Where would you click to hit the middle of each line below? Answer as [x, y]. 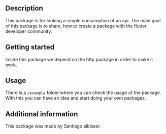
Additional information [42, 114]
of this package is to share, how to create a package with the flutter [76, 26]
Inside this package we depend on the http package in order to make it [79, 59]
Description [24, 8]
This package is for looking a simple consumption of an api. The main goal [83, 20]
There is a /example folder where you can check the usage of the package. [83, 93]
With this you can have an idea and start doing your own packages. [76, 98]
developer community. [29, 31]
